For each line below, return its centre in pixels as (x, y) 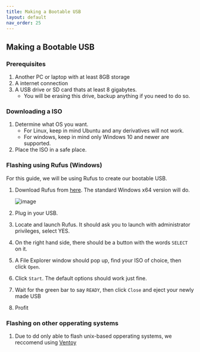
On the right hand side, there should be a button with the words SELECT (101, 242)
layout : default (26, 17)
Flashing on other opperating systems (62, 323)
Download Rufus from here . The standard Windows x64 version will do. (102, 190)
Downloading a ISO (34, 111)
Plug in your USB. (36, 213)
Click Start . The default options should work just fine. (81, 278)
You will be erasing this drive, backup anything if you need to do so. (107, 96)
